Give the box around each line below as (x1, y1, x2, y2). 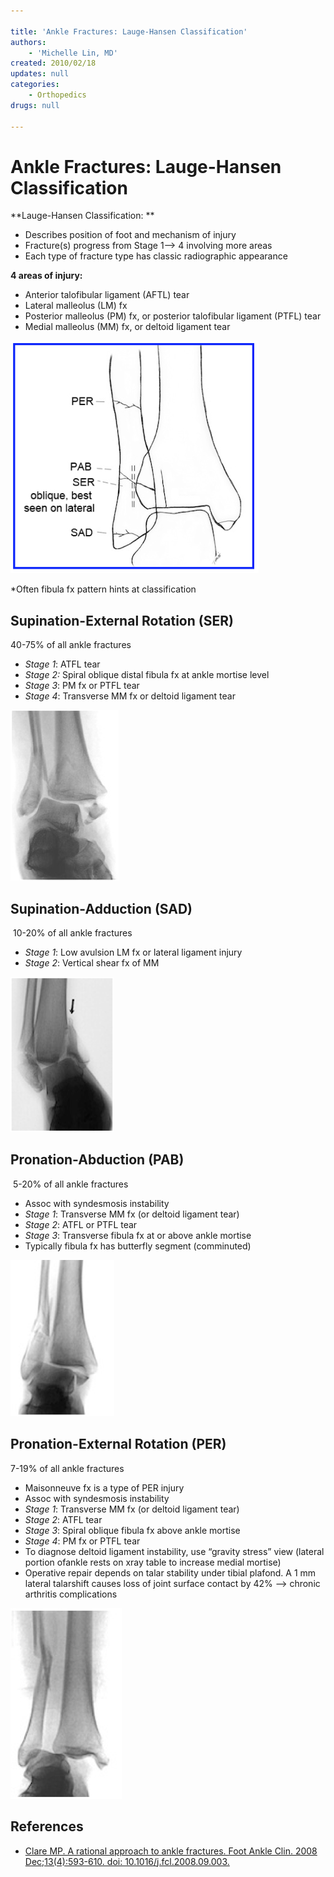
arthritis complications (24, 1588, 118, 1600)
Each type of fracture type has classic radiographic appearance (24, 250, 288, 262)
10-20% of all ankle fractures (12, 927, 133, 939)
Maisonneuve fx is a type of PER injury (24, 1481, 185, 1494)
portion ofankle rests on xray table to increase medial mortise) (24, 1556, 282, 1568)
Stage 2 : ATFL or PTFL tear (24, 1218, 138, 1230)
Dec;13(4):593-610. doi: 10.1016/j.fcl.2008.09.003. (24, 1855, 230, 1867)
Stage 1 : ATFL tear (24, 658, 101, 670)
